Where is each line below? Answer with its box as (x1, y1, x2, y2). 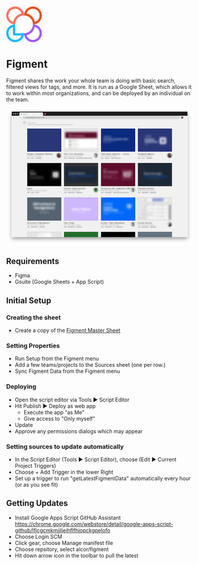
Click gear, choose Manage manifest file (14, 539, 114, 546)
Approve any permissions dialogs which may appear (14, 427, 143, 435)
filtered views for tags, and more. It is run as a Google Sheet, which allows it (6, 83, 192, 90)
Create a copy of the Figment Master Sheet (14, 327, 120, 334)
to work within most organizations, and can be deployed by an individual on (6, 90, 191, 97)
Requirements (6, 256, 59, 266)
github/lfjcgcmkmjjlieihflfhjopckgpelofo (14, 527, 111, 534)
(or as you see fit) (14, 481, 58, 488)
